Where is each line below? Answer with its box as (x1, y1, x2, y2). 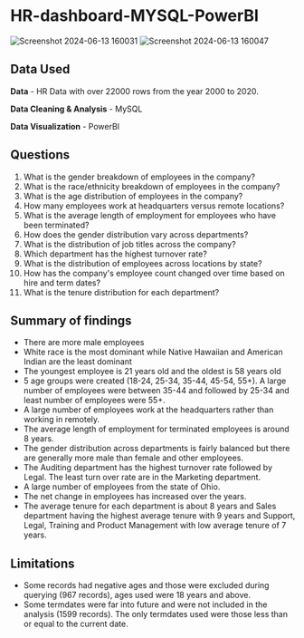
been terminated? (23, 219, 90, 230)
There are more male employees (23, 337, 145, 348)
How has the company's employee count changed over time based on (23, 267, 286, 278)
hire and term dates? (23, 277, 101, 288)
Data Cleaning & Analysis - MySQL (10, 103, 143, 114)
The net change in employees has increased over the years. (23, 491, 247, 502)
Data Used (10, 62, 71, 77)
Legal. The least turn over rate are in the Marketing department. (23, 472, 261, 483)
